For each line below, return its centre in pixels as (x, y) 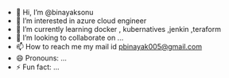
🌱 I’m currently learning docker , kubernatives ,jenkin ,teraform (118, 29)
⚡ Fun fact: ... (37, 67)
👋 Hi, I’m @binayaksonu (54, 12)
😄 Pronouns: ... (41, 58)
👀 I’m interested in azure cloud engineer (81, 21)
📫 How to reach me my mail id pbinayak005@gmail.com (109, 47)
